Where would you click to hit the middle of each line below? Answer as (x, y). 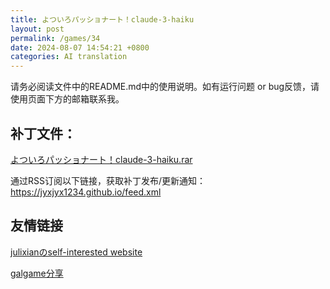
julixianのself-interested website (76, 252)
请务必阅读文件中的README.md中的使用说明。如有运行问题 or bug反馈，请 (165, 87)
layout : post (37, 29)
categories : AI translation (69, 57)
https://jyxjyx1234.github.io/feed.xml (86, 192)
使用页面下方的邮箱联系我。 (67, 99)
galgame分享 (37, 273)
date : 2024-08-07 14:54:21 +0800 (80, 47)
